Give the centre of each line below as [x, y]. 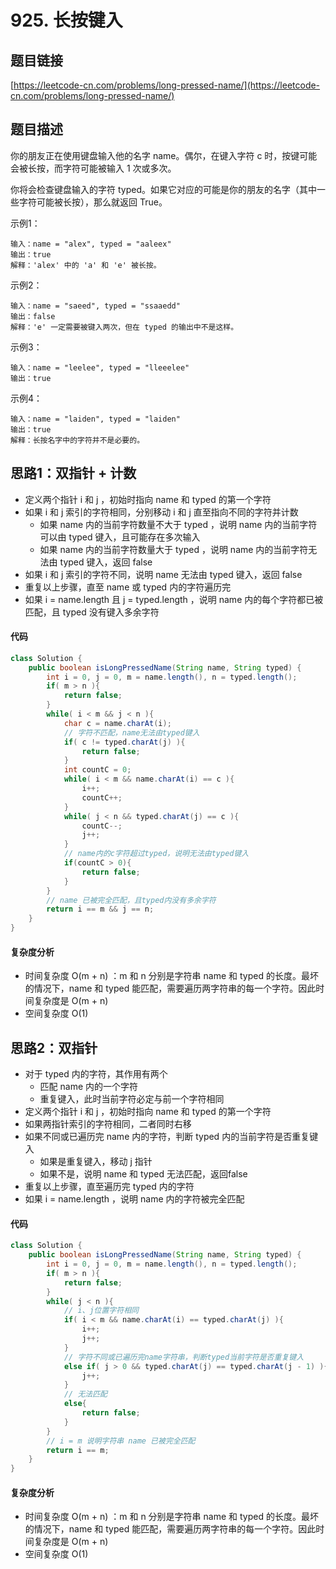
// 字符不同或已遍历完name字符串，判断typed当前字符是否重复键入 [184, 1357]
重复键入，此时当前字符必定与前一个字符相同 [132, 1099]
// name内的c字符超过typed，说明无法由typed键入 [156, 854]
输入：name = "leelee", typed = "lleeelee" [100, 367]
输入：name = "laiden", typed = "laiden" [95, 419]
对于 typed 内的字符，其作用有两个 [96, 1074]
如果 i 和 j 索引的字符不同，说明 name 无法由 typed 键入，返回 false [163, 574]
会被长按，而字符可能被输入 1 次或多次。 [93, 168]
